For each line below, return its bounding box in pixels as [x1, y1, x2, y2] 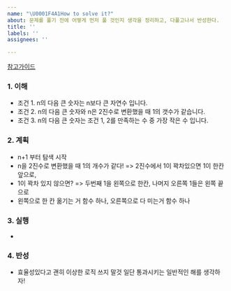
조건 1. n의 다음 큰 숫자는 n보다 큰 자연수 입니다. [17, 99, 148, 107]
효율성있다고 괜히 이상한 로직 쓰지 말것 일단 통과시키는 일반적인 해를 [17, 268, 202, 276]
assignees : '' [7, 36, 49, 43]
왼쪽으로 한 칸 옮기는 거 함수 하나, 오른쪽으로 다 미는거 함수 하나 [17, 197, 191, 205]
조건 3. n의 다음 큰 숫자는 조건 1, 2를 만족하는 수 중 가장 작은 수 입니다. [17, 116, 209, 125]
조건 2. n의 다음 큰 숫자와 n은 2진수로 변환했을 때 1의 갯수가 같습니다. [17, 108, 206, 116]
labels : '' [7, 29, 39, 37]
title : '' [7, 23, 36, 30]
